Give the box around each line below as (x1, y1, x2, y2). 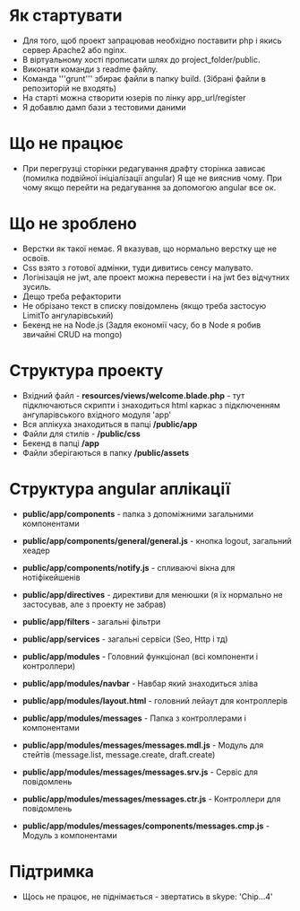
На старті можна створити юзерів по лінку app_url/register (21, 92, 246, 103)
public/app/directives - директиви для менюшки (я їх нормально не (21, 589, 284, 600)
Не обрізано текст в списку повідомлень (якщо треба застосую (21, 300, 267, 311)
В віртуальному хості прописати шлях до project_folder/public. (21, 54, 261, 65)
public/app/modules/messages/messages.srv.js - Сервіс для (21, 766, 258, 777)
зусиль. (21, 281, 52, 292)
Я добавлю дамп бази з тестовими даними (21, 101, 186, 112)
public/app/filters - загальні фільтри (21, 616, 161, 626)
